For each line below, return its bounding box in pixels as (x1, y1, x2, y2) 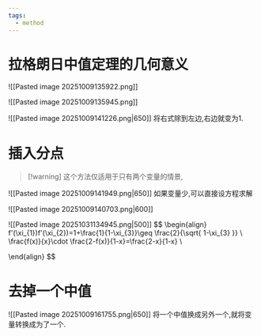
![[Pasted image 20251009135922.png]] (8, 82, 138, 92)
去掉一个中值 (8, 282, 93, 300)
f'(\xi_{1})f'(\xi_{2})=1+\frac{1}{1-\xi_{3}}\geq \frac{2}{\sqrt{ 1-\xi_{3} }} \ (8, 228, 243, 238)
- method (15, 19, 44, 27)
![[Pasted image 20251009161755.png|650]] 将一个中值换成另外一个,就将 (8, 310, 245, 319)
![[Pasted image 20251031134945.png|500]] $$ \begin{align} (8, 220, 207, 229)
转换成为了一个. (14, 319, 66, 329)
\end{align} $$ (8, 252, 56, 262)
